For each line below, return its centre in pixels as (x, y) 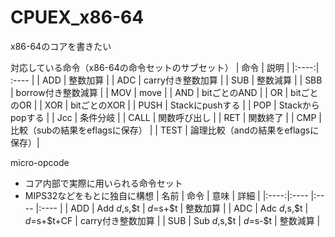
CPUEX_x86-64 (77, 17)
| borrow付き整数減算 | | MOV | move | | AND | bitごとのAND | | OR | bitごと (164, 92)
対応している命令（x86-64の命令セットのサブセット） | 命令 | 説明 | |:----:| (165, 67)
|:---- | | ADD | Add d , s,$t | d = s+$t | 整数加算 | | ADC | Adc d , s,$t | (172, 208)
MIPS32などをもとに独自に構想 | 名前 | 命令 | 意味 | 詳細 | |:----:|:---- (166, 195)
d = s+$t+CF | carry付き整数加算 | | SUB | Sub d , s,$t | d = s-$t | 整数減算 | (172, 220)
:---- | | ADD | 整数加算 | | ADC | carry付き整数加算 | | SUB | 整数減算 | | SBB (166, 80)
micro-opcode (40, 162)
